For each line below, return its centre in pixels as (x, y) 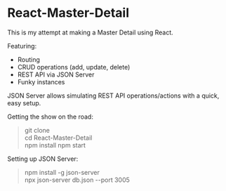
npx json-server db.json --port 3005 (77, 180)
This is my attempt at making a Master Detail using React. (90, 32)
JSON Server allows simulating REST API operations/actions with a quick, (113, 95)
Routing (29, 59)
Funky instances (41, 81)
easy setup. (24, 103)
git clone (37, 130)
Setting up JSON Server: (43, 159)
